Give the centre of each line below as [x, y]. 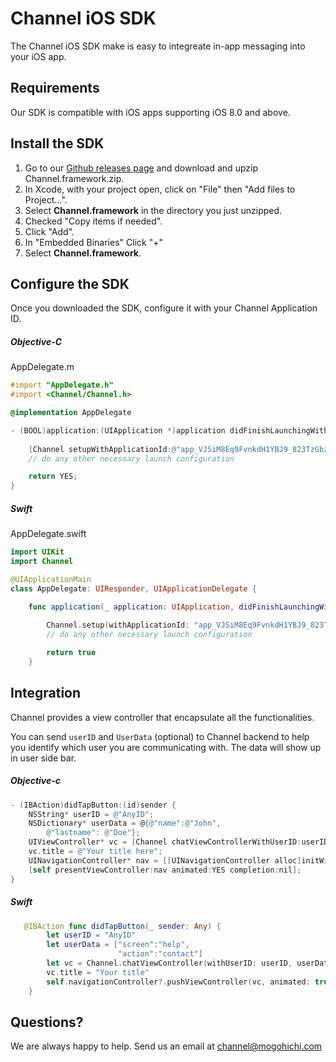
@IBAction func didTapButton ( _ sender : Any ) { [122, 926]
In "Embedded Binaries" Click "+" [93, 242]
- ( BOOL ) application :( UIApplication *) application [118, 430]
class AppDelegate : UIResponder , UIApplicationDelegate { [133, 588]
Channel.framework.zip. [74, 178]
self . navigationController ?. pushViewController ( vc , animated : [178, 982]
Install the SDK [57, 143]
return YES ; [53, 477]
